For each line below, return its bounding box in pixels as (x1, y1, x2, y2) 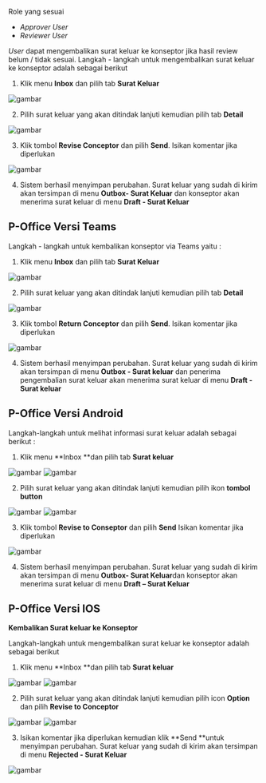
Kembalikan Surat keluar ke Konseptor (8, 623, 138, 633)
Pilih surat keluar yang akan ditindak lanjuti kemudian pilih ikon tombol (19, 483, 251, 492)
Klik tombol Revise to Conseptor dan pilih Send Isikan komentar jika (19, 523, 244, 532)
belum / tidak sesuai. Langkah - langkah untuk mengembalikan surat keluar (8, 55, 255, 64)
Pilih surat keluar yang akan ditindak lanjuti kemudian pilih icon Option (19, 694, 251, 703)
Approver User (19, 22, 68, 31)
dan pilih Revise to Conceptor (19, 702, 119, 712)
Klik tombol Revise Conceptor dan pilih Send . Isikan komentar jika (19, 141, 237, 150)
